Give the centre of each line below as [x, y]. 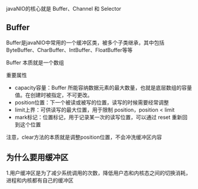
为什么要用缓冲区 [37, 157]
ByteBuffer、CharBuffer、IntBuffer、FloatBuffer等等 [69, 50]
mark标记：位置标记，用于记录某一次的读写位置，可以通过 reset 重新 [98, 117]
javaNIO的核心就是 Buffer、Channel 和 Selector [64, 9]
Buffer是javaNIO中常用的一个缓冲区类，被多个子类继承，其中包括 [85, 43]
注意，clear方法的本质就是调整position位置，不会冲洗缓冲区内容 [84, 137]
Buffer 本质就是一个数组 [35, 62]
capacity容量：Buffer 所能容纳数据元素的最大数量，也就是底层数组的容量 [103, 87]
